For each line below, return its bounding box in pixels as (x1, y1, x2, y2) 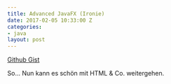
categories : (7, 23, 42, 30)
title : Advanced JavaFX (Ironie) (7, 10, 105, 17)
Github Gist (7, 55, 40, 64)
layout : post (7, 36, 46, 43)
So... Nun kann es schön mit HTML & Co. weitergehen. (7, 69, 165, 78)
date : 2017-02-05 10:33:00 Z (7, 17, 93, 24)
